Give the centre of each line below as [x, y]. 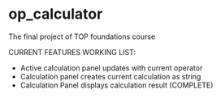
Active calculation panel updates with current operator [111, 68]
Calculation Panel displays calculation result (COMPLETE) [117, 85]
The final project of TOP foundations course [82, 36]
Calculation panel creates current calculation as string [110, 76]
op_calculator [56, 14]
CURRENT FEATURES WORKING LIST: [72, 52]
